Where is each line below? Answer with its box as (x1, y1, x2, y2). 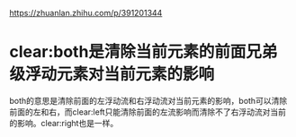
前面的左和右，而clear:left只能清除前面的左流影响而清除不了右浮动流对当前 (9, 107, 286, 117)
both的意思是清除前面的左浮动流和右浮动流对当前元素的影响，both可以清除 (9, 95, 288, 106)
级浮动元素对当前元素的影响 (9, 64, 215, 84)
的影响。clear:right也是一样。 (9, 117, 119, 128)
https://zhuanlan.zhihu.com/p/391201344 (9, 8, 163, 18)
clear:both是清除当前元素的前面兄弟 (9, 42, 278, 62)
